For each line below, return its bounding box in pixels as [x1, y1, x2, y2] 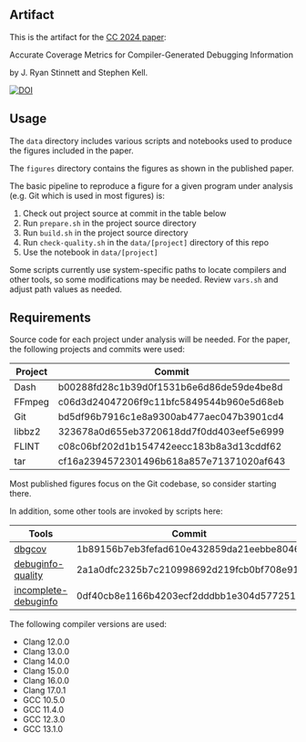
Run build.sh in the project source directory [22, 227, 189, 238]
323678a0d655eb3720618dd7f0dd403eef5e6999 [57, 425, 285, 438]
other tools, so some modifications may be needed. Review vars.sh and [9, 274, 279, 285]
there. [9, 488, 32, 499]
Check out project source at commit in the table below [22, 207, 227, 218]
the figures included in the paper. [9, 145, 134, 156]
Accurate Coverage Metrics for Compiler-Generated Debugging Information [9, 49, 294, 60]
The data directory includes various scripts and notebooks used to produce [9, 135, 293, 146]
